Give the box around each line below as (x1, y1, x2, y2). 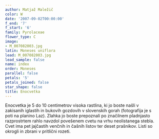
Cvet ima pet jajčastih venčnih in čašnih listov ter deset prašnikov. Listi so (5, 123, 153, 129)
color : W (5, 12, 23, 17)
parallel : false (5, 71, 38, 76)
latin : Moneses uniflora (5, 48, 56, 53)
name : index (5, 62, 29, 67)
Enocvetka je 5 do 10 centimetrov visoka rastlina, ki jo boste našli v (5, 102, 139, 108)
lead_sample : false (5, 57, 45, 62)
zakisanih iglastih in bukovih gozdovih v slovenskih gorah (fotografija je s (5, 108, 152, 114)
